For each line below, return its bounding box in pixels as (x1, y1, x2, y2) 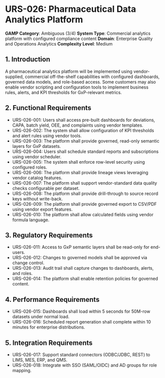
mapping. (12, 368, 32, 373)
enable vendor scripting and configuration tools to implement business (5, 84, 149, 90)
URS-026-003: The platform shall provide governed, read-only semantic (12, 138, 160, 144)
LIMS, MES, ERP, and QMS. (12, 357, 67, 363)
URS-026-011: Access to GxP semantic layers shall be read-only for (12, 244, 150, 250)
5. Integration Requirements (5, 338, 93, 347)
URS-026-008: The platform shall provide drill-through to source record (12, 190, 159, 196)
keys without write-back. (12, 195, 63, 201)
